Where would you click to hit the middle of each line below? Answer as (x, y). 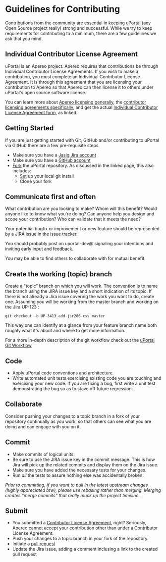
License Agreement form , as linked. (41, 112)
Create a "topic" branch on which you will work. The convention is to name (82, 286)
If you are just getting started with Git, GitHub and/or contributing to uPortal (82, 140)
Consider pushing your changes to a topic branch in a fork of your (73, 416)
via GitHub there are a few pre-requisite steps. (53, 145)
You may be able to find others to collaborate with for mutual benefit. (75, 258)
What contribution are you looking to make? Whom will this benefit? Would (81, 208)
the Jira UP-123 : (22, 307)
